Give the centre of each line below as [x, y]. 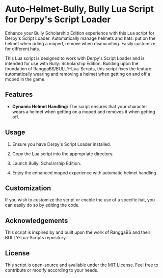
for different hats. [23, 49]
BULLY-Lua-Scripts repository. [36, 238]
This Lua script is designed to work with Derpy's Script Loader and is [75, 58]
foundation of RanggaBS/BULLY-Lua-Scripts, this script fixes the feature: [79, 69]
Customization [28, 188]
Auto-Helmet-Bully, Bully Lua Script [80, 9]
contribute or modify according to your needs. [52, 270]
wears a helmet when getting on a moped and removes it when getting [84, 111]
